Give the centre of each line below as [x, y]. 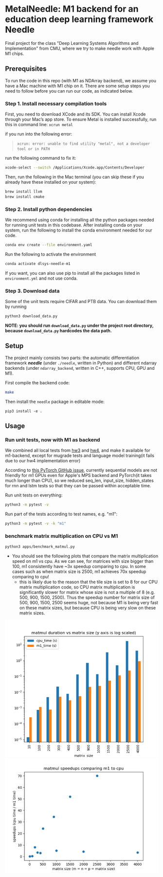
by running [16, 307]
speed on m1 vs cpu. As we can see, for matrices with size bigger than [83, 561]
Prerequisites [26, 69]
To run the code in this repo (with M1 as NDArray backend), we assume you [81, 80]
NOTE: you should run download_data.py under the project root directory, [79, 325]
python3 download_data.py [31, 316]
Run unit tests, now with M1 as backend [53, 439]
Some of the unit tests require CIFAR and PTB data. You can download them [81, 302]
